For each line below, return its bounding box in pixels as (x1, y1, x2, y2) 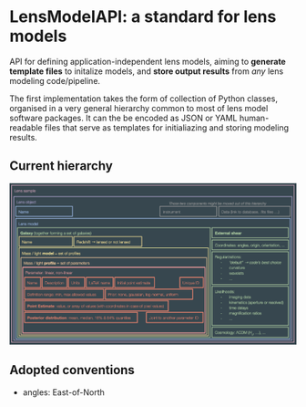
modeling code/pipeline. (9, 75, 101, 86)
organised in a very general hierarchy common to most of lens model (9, 102, 269, 113)
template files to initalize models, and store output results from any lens (9, 66, 284, 77)
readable (9, 121, 43, 133)
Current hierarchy (9, 158, 114, 174)
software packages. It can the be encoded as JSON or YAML (9, 112, 238, 123)
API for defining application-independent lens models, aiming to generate (9, 56, 287, 67)
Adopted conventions (9, 362, 135, 378)
